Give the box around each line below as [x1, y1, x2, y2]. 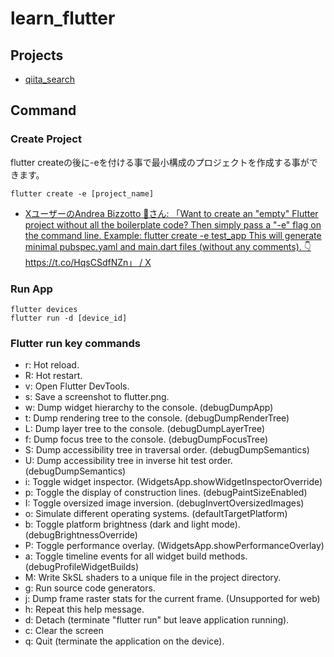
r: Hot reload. [24, 359, 80, 371]
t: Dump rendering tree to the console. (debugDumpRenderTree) [24, 412, 290, 424]
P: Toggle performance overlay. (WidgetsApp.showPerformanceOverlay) [24, 540, 325, 552]
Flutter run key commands [10, 336, 142, 350]
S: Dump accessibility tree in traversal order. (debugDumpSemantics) [24, 444, 310, 456]
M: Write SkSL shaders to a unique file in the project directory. [24, 572, 282, 584]
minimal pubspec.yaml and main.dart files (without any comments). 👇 [24, 240, 312, 252]
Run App [10, 282, 53, 296]
